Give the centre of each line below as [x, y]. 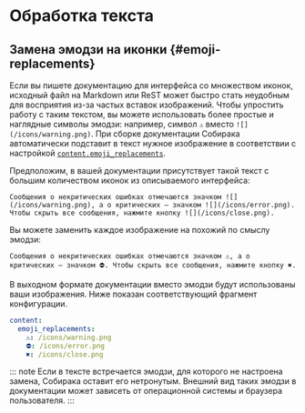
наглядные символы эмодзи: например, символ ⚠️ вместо [122, 124]
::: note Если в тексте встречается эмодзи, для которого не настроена [147, 372]
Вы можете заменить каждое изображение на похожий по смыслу [140, 230]
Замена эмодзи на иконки [88, 50]
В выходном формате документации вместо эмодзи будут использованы [152, 284]
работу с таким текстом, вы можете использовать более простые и [142, 114]
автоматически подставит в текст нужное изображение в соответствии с [153, 143]
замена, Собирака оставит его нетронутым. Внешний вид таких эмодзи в [153, 381]
